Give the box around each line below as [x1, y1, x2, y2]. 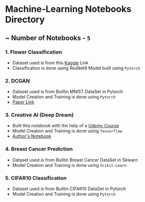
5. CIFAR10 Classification [5, 174, 67, 181]
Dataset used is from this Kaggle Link [12, 59, 89, 65]
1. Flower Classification [5, 49, 62, 55]
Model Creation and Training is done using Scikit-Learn [12, 162, 127, 168]
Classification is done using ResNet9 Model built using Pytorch [12, 65, 141, 71]
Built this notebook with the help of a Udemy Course [12, 123, 119, 129]
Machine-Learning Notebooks [5, 3, 132, 15]
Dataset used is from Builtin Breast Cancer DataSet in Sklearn [12, 157, 138, 163]
